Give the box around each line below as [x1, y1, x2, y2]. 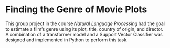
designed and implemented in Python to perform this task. [5, 37, 128, 43]
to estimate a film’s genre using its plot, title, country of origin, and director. [5, 26, 164, 32]
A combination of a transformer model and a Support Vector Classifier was [5, 31, 163, 37]
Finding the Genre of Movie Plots [5, 4, 147, 15]
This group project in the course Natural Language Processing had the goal [5, 20, 165, 27]
